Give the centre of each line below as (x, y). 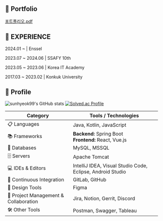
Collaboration (23, 202)
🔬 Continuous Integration (36, 180)
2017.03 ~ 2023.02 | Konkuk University (44, 77)
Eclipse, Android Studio (99, 172)
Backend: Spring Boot (98, 134)
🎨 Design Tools (25, 187)
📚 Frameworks (25, 136)
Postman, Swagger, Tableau (105, 210)
